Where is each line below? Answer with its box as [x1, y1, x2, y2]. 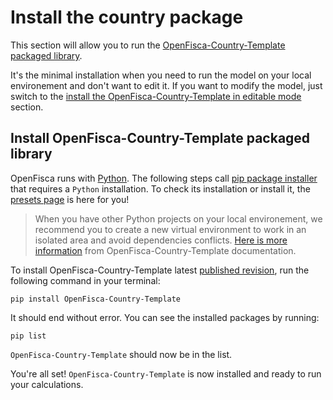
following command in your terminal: [10, 274, 161, 286]
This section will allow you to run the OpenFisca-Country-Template [10, 39, 286, 51]
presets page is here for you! [10, 193, 130, 205]
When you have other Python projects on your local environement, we [34, 212, 323, 225]
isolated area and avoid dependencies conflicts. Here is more [34, 234, 288, 246]
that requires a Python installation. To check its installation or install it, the [10, 182, 311, 195]
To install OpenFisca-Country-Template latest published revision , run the [10, 264, 310, 276]
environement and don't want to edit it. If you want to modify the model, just [10, 79, 323, 91]
